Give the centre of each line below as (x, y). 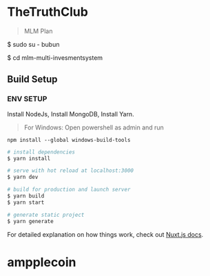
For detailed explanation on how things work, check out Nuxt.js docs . (105, 234)
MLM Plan (38, 31)
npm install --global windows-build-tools (69, 140)
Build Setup (32, 79)
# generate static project (46, 215)
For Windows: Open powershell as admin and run (94, 127)
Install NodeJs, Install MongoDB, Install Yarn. (71, 114)
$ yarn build (26, 196)
